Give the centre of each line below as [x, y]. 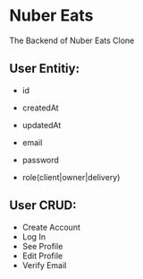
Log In [34, 236]
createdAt [41, 108]
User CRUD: [43, 206]
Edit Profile [42, 256]
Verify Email [44, 265]
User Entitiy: [45, 69]
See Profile [42, 246]
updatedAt [42, 125]
